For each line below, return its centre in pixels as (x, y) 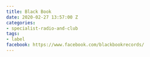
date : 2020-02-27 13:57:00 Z (42, 17)
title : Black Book (29, 12)
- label (16, 39)
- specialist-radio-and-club (42, 28)
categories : (21, 23)
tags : (13, 34)
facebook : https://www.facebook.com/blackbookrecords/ (75, 45)
